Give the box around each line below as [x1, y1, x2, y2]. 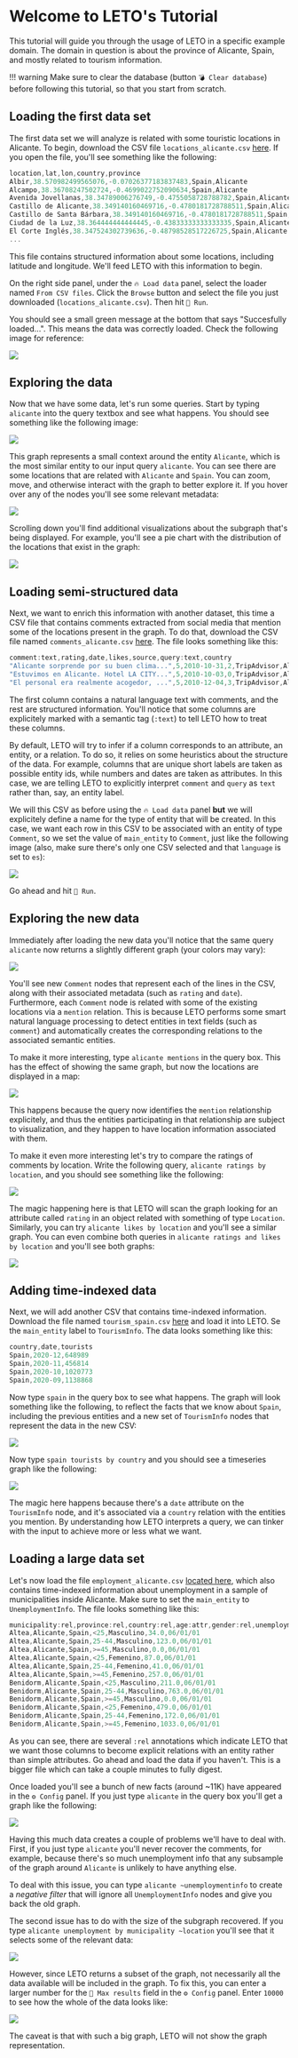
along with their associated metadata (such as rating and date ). [9, 987, 243, 998]
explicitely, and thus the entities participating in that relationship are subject [9, 1113, 286, 1125]
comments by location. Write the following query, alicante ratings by [9, 1160, 266, 1170]
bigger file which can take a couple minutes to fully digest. [9, 1764, 223, 1775]
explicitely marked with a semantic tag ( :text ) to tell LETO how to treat [9, 713, 268, 723]
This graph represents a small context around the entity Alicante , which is [9, 451, 281, 462]
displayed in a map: [9, 1071, 81, 1081]
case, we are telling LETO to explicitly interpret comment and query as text [9, 778, 277, 788]
